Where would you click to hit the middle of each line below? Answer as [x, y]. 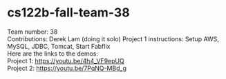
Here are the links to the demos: [53, 54]
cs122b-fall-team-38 [68, 13]
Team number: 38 [32, 32]
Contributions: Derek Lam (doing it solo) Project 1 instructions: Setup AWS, [113, 38]
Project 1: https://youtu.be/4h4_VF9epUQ [66, 60]
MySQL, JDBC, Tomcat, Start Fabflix [59, 46]
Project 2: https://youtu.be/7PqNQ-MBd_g [67, 68]
